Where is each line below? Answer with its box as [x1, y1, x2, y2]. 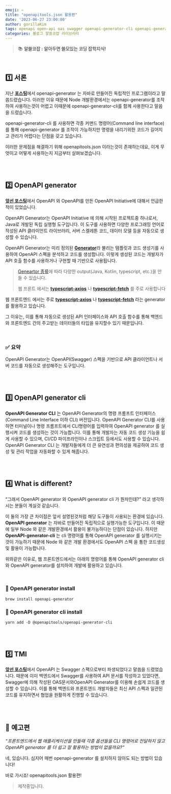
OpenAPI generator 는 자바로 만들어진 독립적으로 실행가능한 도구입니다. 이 [5, 520, 156, 526]
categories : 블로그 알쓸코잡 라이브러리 [5, 31, 79, 36]
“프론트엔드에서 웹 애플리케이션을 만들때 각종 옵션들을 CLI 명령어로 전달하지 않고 [5, 738, 165, 744]
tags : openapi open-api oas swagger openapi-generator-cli [5, 26, 133, 32]
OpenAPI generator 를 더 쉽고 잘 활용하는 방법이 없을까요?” [5, 744, 125, 750]
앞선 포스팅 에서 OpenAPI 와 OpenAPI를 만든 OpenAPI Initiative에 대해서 [5, 197, 150, 204]
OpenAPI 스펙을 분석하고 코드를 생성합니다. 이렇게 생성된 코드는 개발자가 [18, 251, 164, 257]
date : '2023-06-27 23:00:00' [5, 17, 67, 22]
